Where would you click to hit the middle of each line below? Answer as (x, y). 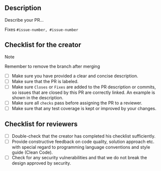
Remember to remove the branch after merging (52, 66)
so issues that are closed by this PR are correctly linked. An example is (83, 92)
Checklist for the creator (43, 45)
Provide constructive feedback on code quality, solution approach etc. (83, 142)
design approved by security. (41, 163)
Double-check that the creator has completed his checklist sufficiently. (83, 136)
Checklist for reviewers (41, 124)
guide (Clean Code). (32, 152)
